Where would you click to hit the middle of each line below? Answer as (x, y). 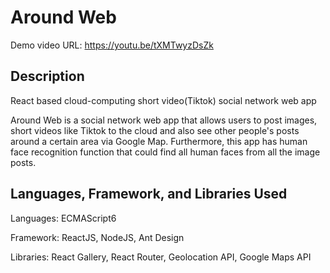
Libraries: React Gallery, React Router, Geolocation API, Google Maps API (161, 257)
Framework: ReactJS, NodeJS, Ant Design (97, 237)
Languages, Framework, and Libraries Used (149, 194)
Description (47, 76)
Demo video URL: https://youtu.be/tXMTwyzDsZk (112, 45)
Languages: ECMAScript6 (63, 218)
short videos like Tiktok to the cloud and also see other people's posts (155, 130)
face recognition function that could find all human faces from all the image (165, 152)
